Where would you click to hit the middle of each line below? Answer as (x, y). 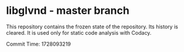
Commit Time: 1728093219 (39, 44)
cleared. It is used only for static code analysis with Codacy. (79, 32)
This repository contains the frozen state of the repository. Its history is (92, 27)
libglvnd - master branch (68, 11)
